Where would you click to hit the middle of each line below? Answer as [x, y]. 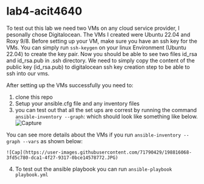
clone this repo [34, 97]
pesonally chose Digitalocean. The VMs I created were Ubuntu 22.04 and [98, 34]
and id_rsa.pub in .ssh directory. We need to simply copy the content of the [100, 60]
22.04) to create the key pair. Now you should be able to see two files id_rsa [102, 54]
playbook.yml [32, 175]
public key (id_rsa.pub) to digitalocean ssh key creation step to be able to [98, 67]
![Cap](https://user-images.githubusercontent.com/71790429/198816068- [99, 152]
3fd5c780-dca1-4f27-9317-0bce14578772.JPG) [62, 157]
